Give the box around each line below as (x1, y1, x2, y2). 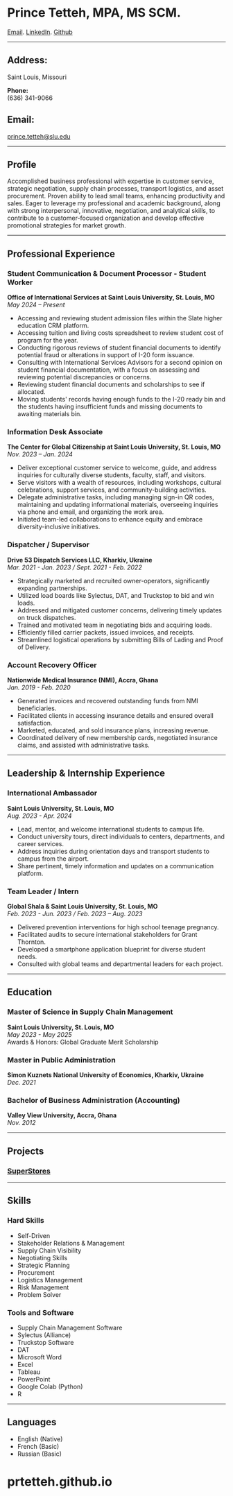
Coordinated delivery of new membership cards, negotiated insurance (17, 733, 218, 741)
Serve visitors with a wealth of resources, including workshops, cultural (17, 479, 222, 487)
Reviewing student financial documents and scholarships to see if (17, 380, 205, 389)
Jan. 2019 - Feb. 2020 (7, 683, 71, 691)
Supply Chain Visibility (17, 1246, 82, 1255)
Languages (7, 1416, 57, 1428)
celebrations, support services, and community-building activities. (17, 485, 207, 494)
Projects (7, 1145, 44, 1157)
